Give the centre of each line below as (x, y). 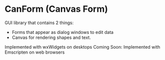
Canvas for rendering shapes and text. (51, 37)
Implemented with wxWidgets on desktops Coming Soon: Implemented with (82, 47)
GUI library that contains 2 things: (39, 23)
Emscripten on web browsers (35, 52)
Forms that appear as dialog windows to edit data (63, 32)
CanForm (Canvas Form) (56, 9)
